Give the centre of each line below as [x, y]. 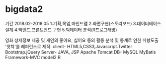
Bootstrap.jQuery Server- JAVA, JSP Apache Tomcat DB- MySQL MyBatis [81, 52]
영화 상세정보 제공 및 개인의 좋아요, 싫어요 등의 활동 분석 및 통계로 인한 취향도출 [82, 40]
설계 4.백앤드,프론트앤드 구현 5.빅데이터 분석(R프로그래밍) [61, 30]
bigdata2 [24, 9]
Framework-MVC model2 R [33, 57]
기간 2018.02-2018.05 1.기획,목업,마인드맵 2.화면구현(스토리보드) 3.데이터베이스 [83, 23]
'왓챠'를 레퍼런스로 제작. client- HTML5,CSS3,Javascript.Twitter [69, 46]
